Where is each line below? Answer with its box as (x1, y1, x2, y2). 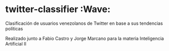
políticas (5, 25, 23, 31)
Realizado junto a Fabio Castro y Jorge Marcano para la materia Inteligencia (5, 35, 164, 41)
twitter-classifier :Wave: (5, 4, 111, 15)
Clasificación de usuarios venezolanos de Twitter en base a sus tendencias (5, 20, 163, 26)
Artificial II (5, 40, 26, 46)
